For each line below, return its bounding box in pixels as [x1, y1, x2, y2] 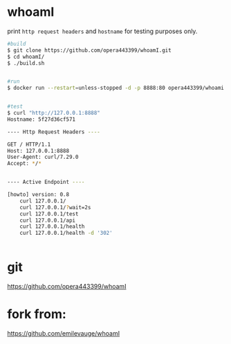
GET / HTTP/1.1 [7, 141, 51, 148]
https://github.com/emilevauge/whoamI [7, 329, 120, 337]
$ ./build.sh [7, 59, 45, 66]
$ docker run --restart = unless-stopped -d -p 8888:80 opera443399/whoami [7, 84, 225, 92]
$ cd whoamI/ [7, 53, 45, 60]
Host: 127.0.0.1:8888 [7, 147, 70, 154]
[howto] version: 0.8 [7, 191, 70, 198]
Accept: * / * [7, 160, 41, 167]
